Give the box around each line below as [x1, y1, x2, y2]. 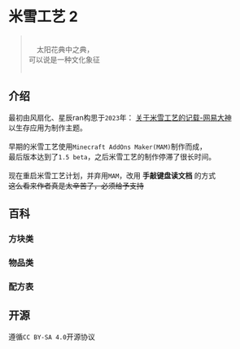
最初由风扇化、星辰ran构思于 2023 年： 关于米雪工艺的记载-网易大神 [8, 112, 232, 122]
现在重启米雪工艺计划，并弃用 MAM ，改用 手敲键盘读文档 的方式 [8, 170, 216, 180]
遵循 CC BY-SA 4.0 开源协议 [8, 331, 95, 342]
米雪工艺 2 [8, 7, 79, 26]
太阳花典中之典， [36, 44, 94, 54]
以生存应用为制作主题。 [8, 123, 87, 133]
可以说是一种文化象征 [28, 55, 100, 64]
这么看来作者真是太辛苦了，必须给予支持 [8, 181, 144, 190]
